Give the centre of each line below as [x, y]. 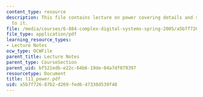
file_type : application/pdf [42, 34]
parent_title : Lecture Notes [43, 57]
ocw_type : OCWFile [29, 51]
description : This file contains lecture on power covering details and [100, 17]
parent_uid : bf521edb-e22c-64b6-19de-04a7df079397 [71, 68]
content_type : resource [36, 12]
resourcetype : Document [36, 74]
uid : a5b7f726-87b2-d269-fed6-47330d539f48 [62, 85]
